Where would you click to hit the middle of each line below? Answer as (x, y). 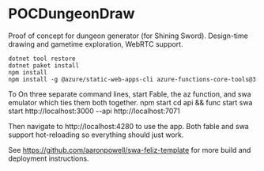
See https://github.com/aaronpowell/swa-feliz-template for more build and (130, 150)
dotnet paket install (44, 65)
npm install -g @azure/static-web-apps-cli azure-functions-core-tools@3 (132, 79)
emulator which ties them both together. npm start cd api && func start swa (130, 102)
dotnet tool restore (42, 59)
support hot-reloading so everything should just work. (96, 135)
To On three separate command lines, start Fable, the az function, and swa (130, 94)
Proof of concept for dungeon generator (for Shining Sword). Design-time (128, 36)
